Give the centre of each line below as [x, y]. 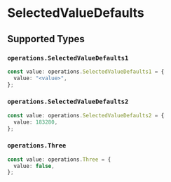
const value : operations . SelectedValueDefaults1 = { [86, 72]
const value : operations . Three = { [59, 160]
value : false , [34, 166]
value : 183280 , [36, 122]
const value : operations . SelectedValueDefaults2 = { [86, 115]
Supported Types [46, 39]
